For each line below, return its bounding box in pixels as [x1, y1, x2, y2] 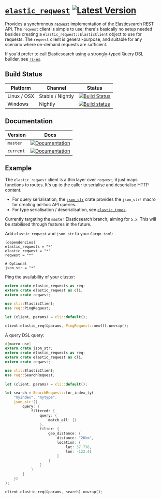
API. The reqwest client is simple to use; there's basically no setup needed [5, 26, 153, 32]
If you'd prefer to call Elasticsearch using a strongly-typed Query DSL [5, 51, 144, 57]
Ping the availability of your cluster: [5, 274, 75, 280]
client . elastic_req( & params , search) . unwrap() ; [5, 489, 103, 494]
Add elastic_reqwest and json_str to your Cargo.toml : [5, 231, 114, 237]
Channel [46, 84, 67, 91]
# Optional [5, 261, 27, 266]
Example [5, 164, 32, 172]
